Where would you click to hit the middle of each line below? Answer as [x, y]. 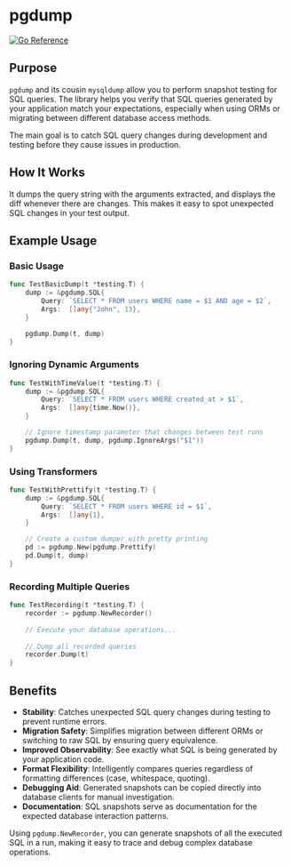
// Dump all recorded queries [81, 646]
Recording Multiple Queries [70, 586]
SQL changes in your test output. [70, 212]
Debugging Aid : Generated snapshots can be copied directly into [142, 787]
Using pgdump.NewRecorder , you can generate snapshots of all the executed [145, 833]
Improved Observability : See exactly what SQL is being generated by [149, 750]
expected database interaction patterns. [95, 815]
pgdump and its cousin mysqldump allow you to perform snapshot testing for [143, 89]
